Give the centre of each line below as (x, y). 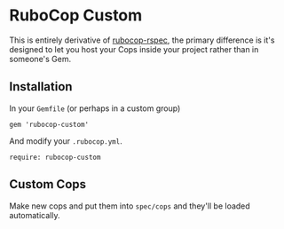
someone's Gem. (40, 59)
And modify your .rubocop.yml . (66, 141)
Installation (41, 87)
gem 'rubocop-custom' (49, 124)
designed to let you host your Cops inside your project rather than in (134, 49)
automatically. (35, 215)
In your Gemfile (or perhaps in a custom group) (95, 108)
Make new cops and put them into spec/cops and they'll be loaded (130, 206)
